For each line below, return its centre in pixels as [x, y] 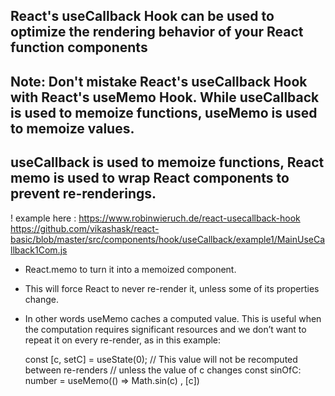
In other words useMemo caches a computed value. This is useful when [173, 318]
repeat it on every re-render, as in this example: [123, 340]
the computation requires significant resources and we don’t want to [165, 329]
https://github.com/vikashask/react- [85, 228]
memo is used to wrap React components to [150, 178]
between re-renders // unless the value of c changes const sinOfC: [163, 370]
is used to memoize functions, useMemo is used [164, 112]
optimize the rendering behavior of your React [157, 32]
